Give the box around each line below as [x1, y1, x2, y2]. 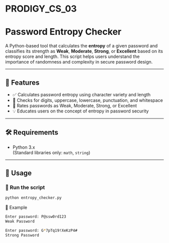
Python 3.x [12, 144, 35, 150]
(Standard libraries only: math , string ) [12, 149, 91, 155]
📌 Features [5, 78, 40, 87]
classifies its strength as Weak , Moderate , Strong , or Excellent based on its [5, 48, 163, 54]
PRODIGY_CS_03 [5, 3, 77, 15]
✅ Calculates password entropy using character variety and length [12, 91, 151, 97]
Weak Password [5, 219, 35, 224]
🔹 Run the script [5, 184, 45, 191]
